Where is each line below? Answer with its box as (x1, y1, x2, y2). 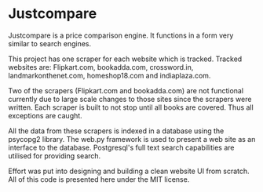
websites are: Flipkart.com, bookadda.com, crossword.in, (8, 62, 194, 71)
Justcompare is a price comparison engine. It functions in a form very (8, 31, 234, 40)
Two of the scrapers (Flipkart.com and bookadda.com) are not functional (8, 85, 244, 95)
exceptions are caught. (8, 110, 82, 120)
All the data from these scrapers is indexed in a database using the (8, 126, 225, 136)
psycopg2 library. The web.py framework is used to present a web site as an (8, 134, 256, 143)
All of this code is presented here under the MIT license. (8, 174, 190, 184)
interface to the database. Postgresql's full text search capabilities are (8, 143, 235, 152)
